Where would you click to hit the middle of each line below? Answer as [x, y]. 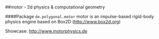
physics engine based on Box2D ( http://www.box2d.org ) [63, 22]
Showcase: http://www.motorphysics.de [46, 31]
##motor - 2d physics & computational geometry [55, 7]
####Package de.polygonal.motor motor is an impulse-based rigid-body [79, 16]
